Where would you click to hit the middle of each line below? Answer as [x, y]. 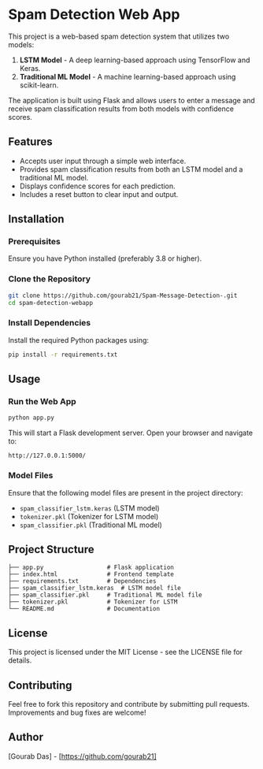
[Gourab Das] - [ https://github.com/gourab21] [82, 756]
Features [30, 142]
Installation [36, 219]
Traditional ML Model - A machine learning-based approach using [128, 76]
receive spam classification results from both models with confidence [121, 109]
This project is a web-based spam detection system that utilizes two [119, 36]
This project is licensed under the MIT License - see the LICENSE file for [125, 652]
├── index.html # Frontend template [91, 574]
